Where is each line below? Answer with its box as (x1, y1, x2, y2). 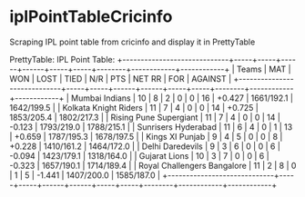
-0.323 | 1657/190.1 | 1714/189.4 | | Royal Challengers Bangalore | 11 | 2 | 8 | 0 (9, 160, 297, 171)
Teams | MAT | (236, 64, 291, 74)
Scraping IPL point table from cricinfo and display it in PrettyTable (9, 36, 256, 47)
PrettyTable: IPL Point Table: (9, 54, 116, 64)
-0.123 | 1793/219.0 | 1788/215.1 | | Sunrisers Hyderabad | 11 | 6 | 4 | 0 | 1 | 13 (9, 121, 293, 133)
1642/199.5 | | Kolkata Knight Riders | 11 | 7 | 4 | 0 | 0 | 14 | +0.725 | (9, 102, 259, 113)
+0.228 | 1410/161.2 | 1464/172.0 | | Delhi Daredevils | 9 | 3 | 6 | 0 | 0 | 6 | (9, 141, 280, 152)
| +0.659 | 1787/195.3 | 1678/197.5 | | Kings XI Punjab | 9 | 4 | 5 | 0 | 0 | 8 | (9, 131, 283, 142)
